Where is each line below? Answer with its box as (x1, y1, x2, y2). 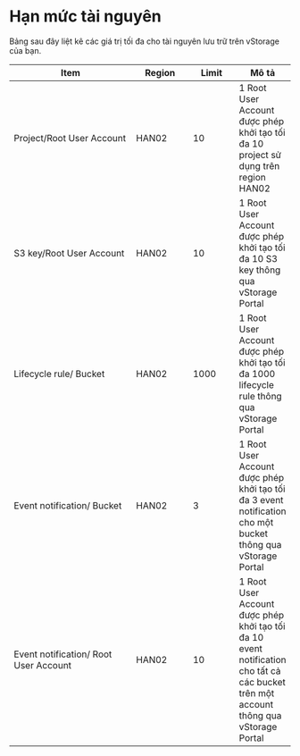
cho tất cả (238, 664, 281, 676)
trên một (238, 686, 275, 699)
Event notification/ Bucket (13, 499, 122, 511)
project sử (238, 148, 281, 161)
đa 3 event (238, 493, 284, 506)
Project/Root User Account (13, 131, 127, 144)
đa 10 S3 (238, 252, 279, 265)
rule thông (238, 390, 283, 402)
